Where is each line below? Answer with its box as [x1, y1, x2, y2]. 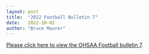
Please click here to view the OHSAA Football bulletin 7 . [6, 42, 144, 49]
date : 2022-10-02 [6, 20, 55, 26]
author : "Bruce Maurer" [6, 25, 66, 31]
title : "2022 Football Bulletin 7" [6, 14, 98, 20]
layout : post [6, 8, 39, 15]
